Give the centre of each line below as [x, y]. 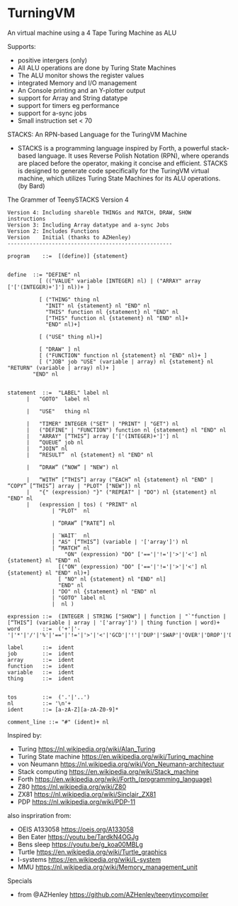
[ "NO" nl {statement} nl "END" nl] [112, 579]
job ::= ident [41, 654]
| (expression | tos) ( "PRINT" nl [82, 504]
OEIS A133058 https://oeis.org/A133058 [76, 829]
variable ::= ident [41, 672]
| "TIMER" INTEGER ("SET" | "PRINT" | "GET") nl [102, 424]
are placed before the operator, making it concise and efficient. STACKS [123, 163]
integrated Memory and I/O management [77, 82]
